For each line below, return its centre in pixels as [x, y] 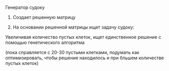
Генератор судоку [25, 7]
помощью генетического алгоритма [45, 42]
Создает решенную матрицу [44, 17]
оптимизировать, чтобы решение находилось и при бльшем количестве [85, 58]
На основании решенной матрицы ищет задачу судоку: [73, 27]
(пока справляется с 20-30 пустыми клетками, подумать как [72, 52]
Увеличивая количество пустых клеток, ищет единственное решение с [83, 37]
